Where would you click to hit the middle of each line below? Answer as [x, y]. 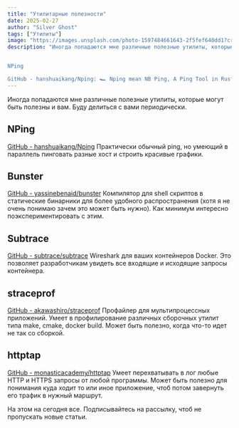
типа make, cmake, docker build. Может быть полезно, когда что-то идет [117, 325]
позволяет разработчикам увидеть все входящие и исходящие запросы [117, 263]
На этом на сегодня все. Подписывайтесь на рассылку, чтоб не [105, 409]
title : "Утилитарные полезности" [57, 14]
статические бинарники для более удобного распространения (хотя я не [119, 201]
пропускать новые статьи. [47, 417]
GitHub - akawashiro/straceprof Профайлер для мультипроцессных [109, 310]
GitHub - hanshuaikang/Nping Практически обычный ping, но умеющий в [118, 146]
